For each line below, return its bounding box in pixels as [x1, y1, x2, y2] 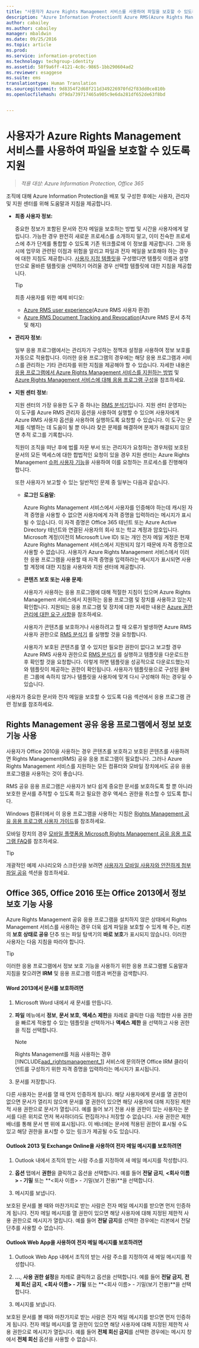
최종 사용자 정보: [14, 212, 53, 220]
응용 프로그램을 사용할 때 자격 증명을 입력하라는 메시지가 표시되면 [30, 556, 181, 563]
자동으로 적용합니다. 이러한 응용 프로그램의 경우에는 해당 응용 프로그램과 [14, 354, 181, 361]
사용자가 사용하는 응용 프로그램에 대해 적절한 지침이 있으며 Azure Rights [23, 588, 191, 596]
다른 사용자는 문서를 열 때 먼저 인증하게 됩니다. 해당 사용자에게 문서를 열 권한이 [6, 1090, 188, 1097]
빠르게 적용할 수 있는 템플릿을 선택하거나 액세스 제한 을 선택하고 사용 [21, 1019, 179, 1026]
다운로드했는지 [156, 658, 190, 665]
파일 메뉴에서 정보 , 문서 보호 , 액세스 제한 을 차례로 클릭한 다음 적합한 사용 [14, 1011, 182, 1018]
